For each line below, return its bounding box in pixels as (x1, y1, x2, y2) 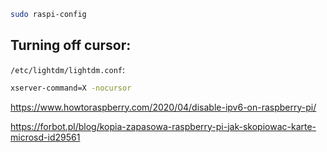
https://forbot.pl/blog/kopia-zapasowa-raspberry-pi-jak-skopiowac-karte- (10, 120, 317, 132)
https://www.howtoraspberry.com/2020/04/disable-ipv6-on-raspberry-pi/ (10, 101, 317, 113)
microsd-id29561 (10, 131, 81, 143)
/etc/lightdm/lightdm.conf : (10, 63, 126, 75)
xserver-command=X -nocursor (10, 83, 132, 93)
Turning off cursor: (10, 37, 132, 54)
